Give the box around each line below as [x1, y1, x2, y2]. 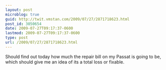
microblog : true [5, 12, 39, 17]
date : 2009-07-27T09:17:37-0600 [5, 26, 73, 31]
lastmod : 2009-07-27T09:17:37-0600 [5, 30, 80, 35]
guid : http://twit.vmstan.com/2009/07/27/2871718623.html [5, 16, 130, 21]
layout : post [5, 7, 33, 12]
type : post [5, 35, 28, 40]
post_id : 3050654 [5, 21, 42, 26]
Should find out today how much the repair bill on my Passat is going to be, [5, 53, 161, 59]
